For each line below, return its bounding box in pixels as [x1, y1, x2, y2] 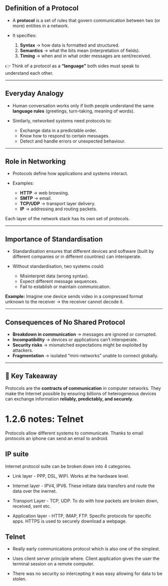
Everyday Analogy [5, 89, 64, 98]
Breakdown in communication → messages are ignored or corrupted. [12, 331, 157, 338]
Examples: [12, 180, 34, 186]
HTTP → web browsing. [19, 190, 69, 196]
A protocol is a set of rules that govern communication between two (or [12, 17, 160, 23]
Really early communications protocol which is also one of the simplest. [12, 546, 160, 552]
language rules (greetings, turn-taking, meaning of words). [12, 108, 135, 114]
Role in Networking [5, 158, 66, 166]
